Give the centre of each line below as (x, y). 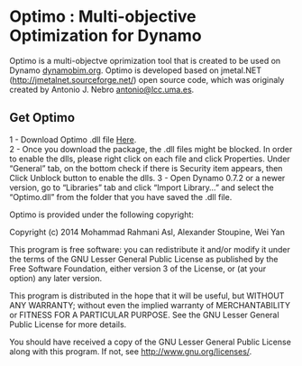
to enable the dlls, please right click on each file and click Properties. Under (150, 159)
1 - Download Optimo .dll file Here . (73, 139)
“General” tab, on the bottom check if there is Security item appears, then (146, 168)
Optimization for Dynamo (105, 36)
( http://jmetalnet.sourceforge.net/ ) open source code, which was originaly (147, 79)
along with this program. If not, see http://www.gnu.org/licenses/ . (131, 351)
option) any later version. (55, 278)
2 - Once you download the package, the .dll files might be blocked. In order (151, 149)
